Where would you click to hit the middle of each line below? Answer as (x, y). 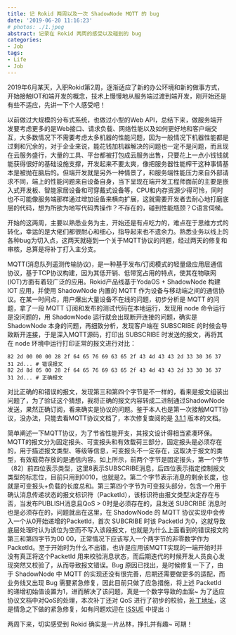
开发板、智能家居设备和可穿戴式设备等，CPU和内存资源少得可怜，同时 (121, 190)
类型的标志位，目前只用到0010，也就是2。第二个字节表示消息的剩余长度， (115, 477)
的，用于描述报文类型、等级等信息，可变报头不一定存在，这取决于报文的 (112, 451)
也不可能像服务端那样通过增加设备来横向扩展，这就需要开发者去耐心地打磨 (115, 199)
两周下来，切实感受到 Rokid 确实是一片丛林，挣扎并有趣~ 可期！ (100, 624)
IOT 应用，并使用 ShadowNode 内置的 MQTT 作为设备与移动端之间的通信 (113, 290)
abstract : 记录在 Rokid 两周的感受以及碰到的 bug (74, 33)
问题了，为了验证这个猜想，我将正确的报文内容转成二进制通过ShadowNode (116, 400)
